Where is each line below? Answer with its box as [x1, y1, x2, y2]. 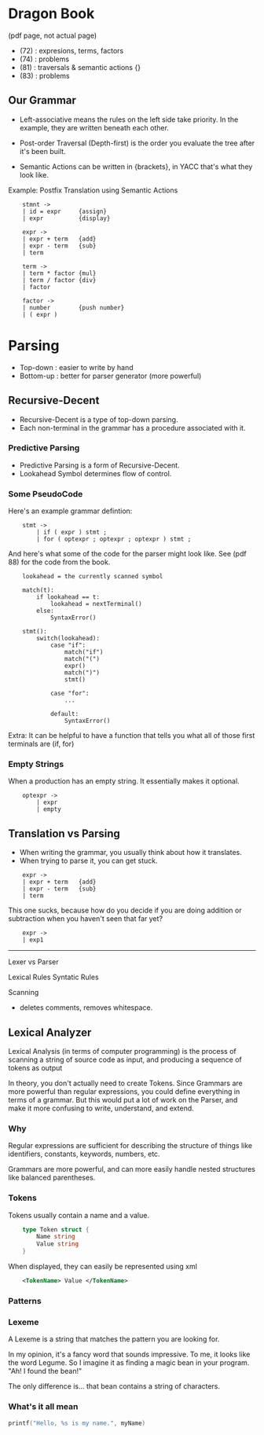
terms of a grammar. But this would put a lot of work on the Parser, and [8, 1096, 238, 1105]
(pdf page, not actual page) [8, 31, 97, 40]
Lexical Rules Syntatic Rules [8, 972, 100, 982]
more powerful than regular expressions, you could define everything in [8, 1087, 240, 1096]
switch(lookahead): [36, 634, 101, 643]
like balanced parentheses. [8, 1173, 96, 1183]
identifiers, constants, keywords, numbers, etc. [8, 1149, 160, 1159]
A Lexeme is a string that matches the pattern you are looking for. [8, 1334, 220, 1344]
